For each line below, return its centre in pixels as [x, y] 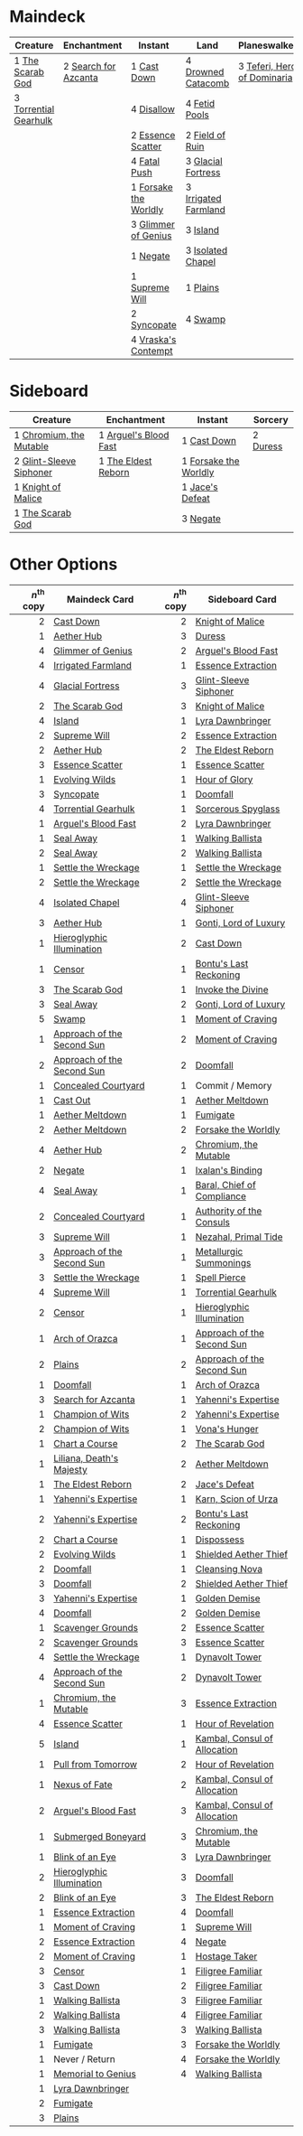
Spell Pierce [220, 1278]
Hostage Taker [226, 1956]
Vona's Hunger [227, 1429]
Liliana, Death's [86, 1458]
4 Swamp [206, 319]
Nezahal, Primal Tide [239, 1237]
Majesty [70, 1470]
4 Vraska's [153, 339]
